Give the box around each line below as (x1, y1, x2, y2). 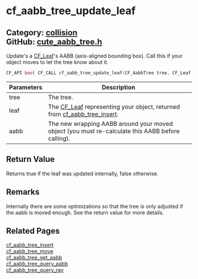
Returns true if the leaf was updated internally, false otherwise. (6, 170, 159, 177)
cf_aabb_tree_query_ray (6, 267, 64, 274)
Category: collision (6, 28, 78, 38)
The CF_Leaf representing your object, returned (48, 102, 180, 111)
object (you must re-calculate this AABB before (48, 127, 180, 135)
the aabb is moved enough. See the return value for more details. (6, 209, 164, 216)
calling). (48, 134, 71, 142)
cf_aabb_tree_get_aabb (6, 254, 62, 261)
